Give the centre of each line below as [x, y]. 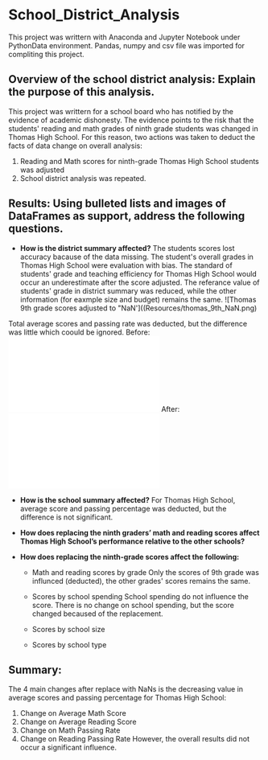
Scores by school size [68, 629]
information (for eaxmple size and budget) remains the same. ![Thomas [138, 299]
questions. [36, 229]
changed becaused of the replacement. [97, 614]
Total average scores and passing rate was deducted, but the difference [128, 323]
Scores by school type [69, 644]
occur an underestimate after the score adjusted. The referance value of [140, 282]
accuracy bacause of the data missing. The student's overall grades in [136, 257]
